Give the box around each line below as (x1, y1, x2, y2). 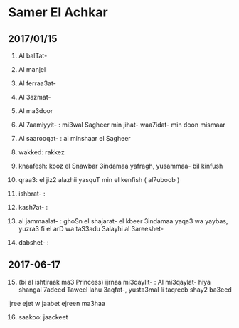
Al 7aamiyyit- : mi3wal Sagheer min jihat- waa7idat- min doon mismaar (18, 120, 226, 129)
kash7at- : (18, 203, 48, 211)
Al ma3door (18, 107, 53, 115)
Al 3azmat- (18, 93, 51, 101)
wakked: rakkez (18, 148, 65, 157)
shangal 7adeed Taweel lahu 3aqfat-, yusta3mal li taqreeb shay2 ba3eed (18, 285, 232, 294)
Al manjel (18, 65, 46, 73)
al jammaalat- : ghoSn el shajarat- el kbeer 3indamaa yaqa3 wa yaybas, (18, 217, 228, 225)
